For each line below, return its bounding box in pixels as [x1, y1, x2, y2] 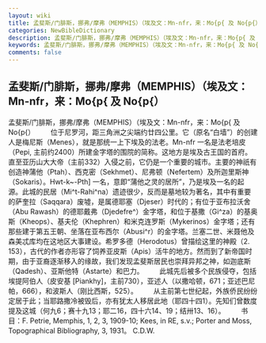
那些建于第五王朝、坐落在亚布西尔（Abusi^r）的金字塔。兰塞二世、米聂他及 [8, 226, 255, 236]
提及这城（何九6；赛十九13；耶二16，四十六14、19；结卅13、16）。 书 [8, 306, 249, 315]
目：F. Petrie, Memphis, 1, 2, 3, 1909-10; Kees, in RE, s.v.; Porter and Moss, [8, 315, 252, 326]
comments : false [8, 48, 62, 56]
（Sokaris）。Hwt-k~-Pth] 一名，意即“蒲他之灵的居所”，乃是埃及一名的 [8, 176, 237, 187]
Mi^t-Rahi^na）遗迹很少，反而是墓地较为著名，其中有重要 [63, 187, 252, 196]
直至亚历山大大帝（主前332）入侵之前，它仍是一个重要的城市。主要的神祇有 [8, 156, 257, 167]
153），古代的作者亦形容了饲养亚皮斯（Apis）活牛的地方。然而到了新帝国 [8, 246, 245, 256]
